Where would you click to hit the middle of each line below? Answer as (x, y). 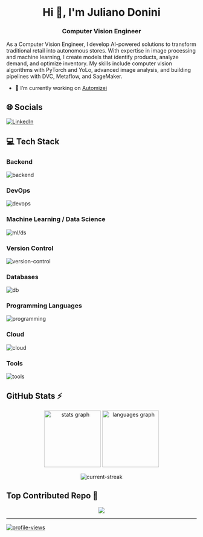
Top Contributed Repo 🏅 (52, 496)
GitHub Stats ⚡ (34, 396)
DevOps (18, 190)
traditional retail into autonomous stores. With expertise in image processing (101, 51)
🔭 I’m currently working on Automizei (61, 88)
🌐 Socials (25, 107)
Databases (22, 277)
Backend (20, 161)
